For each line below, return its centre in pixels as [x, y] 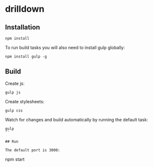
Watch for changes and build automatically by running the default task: [76, 119]
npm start [15, 159]
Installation [23, 27]
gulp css [14, 111]
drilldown [25, 9]
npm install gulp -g [26, 56]
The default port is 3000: [33, 150]
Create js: [15, 83]
